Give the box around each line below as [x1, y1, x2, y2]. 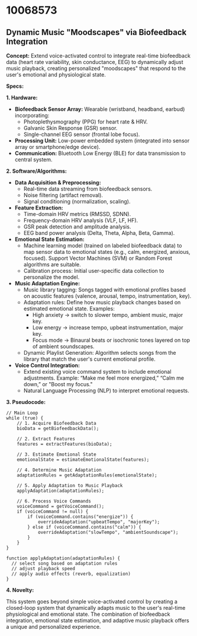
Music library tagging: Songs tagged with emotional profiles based [23, 286, 186, 293]
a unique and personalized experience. [6, 624, 101, 630]
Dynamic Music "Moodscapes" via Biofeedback [6, 27, 187, 37]
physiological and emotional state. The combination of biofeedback [6, 610, 170, 618]
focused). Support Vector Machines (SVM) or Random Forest [23, 255, 173, 262]
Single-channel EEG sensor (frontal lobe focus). [23, 131, 140, 138]
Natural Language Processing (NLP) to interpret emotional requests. [23, 387, 189, 394]
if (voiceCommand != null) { [17, 508, 89, 514]
